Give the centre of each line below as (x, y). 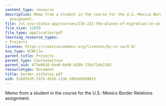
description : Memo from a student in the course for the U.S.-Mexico (78, 14)
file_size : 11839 (23, 28)
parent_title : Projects (30, 56)
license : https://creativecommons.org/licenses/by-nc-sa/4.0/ (70, 47)
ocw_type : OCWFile (24, 51)
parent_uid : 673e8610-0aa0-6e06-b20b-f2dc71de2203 (58, 65)
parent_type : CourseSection (34, 60)
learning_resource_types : (32, 38)
